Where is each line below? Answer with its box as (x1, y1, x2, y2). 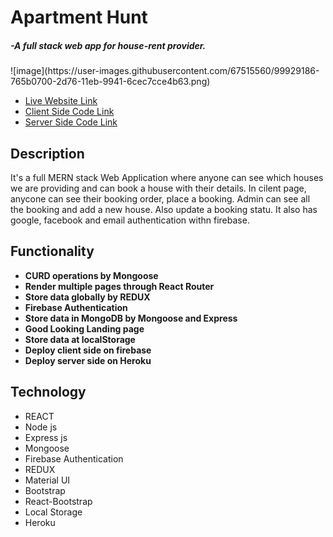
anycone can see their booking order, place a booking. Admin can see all (10, 192, 311, 205)
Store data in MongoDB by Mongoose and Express (24, 312, 238, 324)
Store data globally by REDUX (24, 291, 151, 303)
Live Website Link (24, 95, 98, 107)
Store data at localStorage (24, 333, 136, 345)
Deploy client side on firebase (24, 344, 152, 356)
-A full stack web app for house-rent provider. (10, 39, 207, 51)
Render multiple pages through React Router (24, 280, 215, 292)
